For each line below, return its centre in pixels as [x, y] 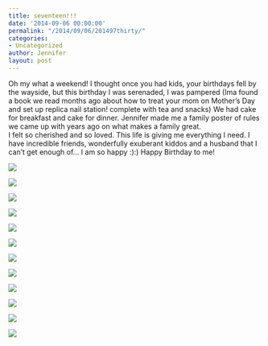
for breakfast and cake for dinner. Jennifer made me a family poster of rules [134, 117]
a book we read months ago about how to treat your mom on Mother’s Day [132, 101]
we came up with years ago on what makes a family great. [105, 126]
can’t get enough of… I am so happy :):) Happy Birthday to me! [111, 152]
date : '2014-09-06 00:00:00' [57, 23]
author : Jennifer [37, 53]
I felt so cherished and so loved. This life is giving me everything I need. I [129, 134]
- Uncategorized [35, 46]
